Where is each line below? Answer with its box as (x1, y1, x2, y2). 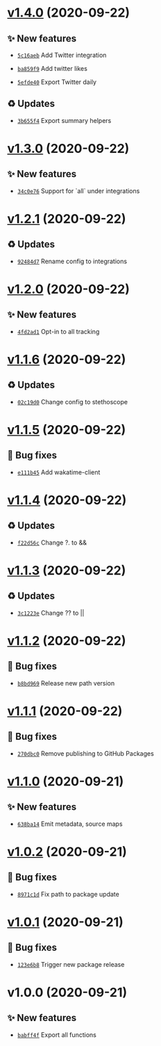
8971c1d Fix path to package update (17, 890, 119, 898)
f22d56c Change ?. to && (17, 538, 87, 547)
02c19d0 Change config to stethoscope (17, 397, 128, 406)
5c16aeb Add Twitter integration (17, 51, 107, 59)
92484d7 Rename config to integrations (17, 257, 127, 265)
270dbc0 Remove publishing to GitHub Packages (17, 749, 154, 758)
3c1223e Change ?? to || (17, 608, 85, 617)
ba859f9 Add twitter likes (17, 65, 88, 72)
